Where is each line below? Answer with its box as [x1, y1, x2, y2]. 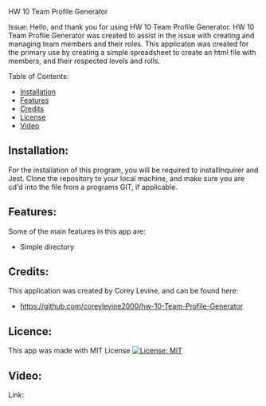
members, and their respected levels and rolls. [8, 56, 161, 65]
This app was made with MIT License [8, 346, 131, 356]
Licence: [8, 325, 53, 338]
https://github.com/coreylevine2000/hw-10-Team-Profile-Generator [19, 302, 244, 311]
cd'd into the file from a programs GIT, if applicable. [8, 182, 178, 191]
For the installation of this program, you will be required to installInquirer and [8, 165, 259, 175]
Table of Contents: [8, 72, 69, 81]
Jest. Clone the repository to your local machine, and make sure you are [8, 173, 245, 183]
